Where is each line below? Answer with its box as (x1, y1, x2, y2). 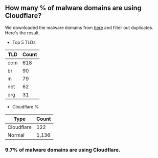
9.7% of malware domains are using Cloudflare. (5, 146, 121, 153)
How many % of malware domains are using (5, 4, 142, 12)
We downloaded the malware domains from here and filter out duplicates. (5, 25, 154, 30)
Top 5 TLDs (12, 39, 36, 45)
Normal (7, 132, 24, 138)
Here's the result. (5, 29, 40, 36)
